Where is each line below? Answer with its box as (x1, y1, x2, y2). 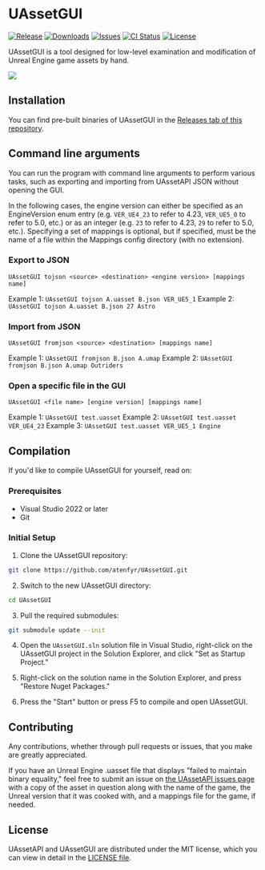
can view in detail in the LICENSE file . (8, 853, 132, 863)
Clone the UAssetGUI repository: (19, 550, 128, 560)
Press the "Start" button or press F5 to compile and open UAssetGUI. (19, 697, 248, 706)
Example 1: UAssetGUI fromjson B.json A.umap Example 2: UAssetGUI (8, 354, 234, 363)
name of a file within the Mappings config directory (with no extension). (8, 234, 244, 245)
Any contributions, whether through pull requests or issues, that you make (8, 742, 253, 751)
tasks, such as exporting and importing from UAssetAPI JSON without (8, 176, 239, 186)
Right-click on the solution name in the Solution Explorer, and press (19, 673, 242, 682)
